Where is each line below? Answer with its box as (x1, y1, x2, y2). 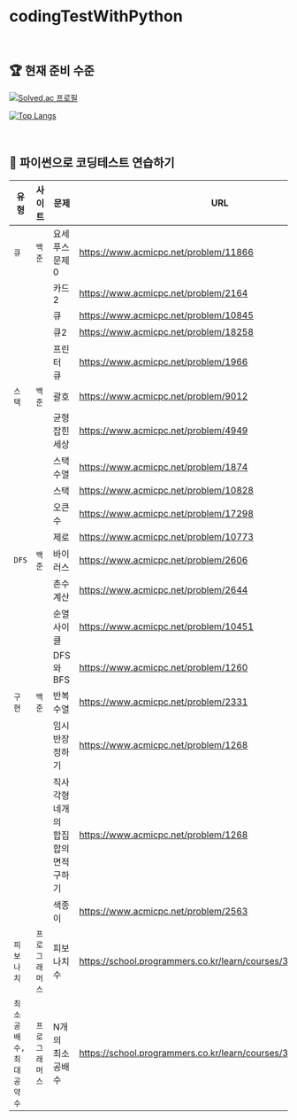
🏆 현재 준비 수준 (9, 64, 95, 79)
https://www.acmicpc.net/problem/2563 (79, 905, 248, 917)
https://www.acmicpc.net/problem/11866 (79, 245, 255, 258)
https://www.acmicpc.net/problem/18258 (79, 325, 255, 338)
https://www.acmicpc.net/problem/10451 (79, 620, 255, 633)
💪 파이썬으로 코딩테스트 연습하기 (9, 155, 175, 170)
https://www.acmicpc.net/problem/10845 (79, 308, 255, 321)
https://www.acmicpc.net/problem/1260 (79, 661, 248, 673)
